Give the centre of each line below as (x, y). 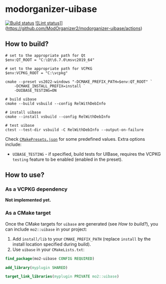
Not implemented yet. (28, 200)
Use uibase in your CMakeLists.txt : (48, 249)
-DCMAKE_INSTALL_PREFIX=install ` (50, 86)
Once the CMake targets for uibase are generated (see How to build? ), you (82, 224)
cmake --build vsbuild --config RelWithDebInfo (56, 103)
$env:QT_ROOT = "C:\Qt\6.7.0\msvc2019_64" (50, 60)
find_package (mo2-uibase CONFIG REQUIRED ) (50, 259)
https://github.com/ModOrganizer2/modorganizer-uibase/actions (74, 28)
